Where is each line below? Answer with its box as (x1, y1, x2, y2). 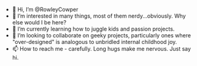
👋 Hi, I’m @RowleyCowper (12, 6, 79, 13)
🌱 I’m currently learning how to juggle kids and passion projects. (12, 25, 175, 32)
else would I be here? (12, 19, 66, 26)
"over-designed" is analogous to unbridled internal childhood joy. (12, 38, 177, 45)
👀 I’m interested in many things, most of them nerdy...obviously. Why (12, 12, 186, 20)
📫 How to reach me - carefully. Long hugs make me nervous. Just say (12, 45, 191, 52)
